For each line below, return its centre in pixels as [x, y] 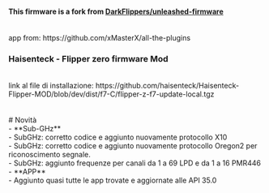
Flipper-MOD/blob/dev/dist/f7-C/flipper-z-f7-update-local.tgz [111, 94]
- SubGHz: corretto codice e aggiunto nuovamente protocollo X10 [118, 137]
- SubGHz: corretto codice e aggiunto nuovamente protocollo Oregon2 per [133, 145]
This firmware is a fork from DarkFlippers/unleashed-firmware [116, 11]
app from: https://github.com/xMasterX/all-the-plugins [100, 38]
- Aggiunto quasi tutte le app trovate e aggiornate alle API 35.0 [113, 180]
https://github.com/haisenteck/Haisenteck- [167, 85]
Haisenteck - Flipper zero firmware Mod [88, 59]
